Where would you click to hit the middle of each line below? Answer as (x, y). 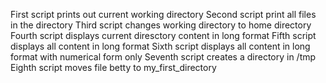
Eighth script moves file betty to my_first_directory (113, 67)
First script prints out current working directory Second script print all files (163, 14)
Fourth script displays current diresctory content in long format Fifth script (163, 35)
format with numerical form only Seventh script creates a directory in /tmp (163, 57)
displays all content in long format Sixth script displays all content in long (160, 46)
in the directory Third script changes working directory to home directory (161, 25)
